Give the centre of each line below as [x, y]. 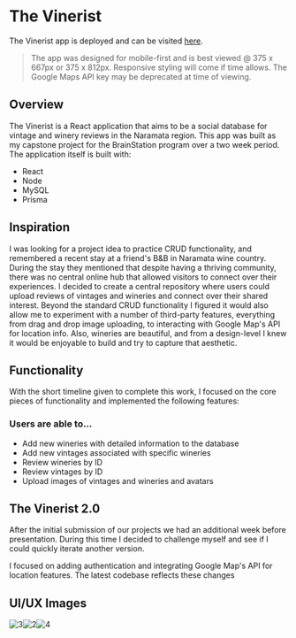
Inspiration [40, 227]
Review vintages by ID [62, 472]
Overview [37, 105]
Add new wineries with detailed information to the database [130, 443]
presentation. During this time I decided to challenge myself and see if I [139, 539]
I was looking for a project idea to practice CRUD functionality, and [130, 249]
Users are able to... [51, 424]
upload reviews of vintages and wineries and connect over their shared [139, 296]
